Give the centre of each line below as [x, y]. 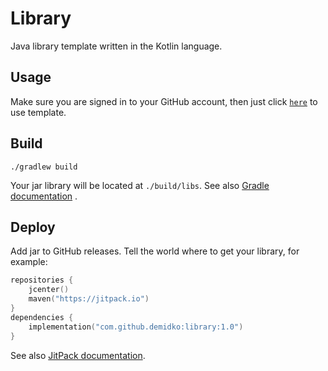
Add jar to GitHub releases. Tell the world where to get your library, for [155, 251]
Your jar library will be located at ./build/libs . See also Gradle [140, 185]
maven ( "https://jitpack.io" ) [89, 299]
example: [29, 262]
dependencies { [42, 317]
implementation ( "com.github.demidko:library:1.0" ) [136, 327]
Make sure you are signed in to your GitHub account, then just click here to [164, 101]
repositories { [42, 280]
